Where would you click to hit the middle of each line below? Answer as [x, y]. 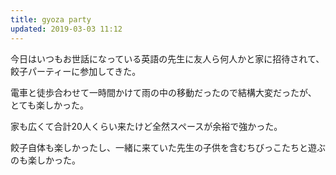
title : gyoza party [51, 19]
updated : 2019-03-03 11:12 [66, 29]
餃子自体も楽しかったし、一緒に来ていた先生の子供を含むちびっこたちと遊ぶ [168, 147]
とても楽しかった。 [49, 105]
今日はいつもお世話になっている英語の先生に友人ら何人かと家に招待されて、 [167, 58]
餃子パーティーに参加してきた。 [76, 71]
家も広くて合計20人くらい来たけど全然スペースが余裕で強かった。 [146, 126]
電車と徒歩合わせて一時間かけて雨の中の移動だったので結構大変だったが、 [163, 92]
